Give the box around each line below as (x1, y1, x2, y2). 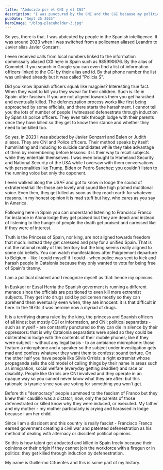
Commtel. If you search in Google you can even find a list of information (5, 64, 149, 70)
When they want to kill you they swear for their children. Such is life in (5, 89, 145, 94)
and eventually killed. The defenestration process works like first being (5, 99, 147, 105)
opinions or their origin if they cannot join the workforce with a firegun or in (5, 445, 155, 451)
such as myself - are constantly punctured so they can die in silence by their (5, 324, 158, 330)
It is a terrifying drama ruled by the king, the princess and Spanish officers (5, 314, 154, 320)
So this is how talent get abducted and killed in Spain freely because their (5, 440, 152, 446)
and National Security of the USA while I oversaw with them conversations (5, 160, 154, 166)
